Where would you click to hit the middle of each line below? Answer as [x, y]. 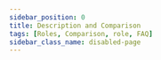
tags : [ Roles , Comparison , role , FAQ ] [81, 34]
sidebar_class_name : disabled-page [75, 42]
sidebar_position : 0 [48, 17]
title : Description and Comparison [75, 26]
